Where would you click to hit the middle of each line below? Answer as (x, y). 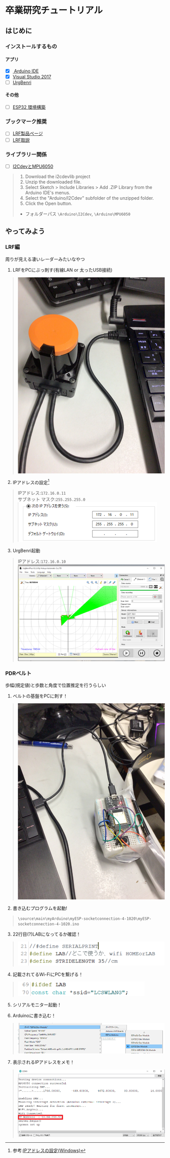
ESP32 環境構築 (29, 107)
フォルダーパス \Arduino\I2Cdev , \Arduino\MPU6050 (78, 214)
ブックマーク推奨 (26, 122)
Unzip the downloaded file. (53, 182)
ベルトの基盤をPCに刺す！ (40, 696)
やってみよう (25, 231)
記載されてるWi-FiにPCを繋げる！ (48, 975)
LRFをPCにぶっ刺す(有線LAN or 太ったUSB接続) (62, 270)
